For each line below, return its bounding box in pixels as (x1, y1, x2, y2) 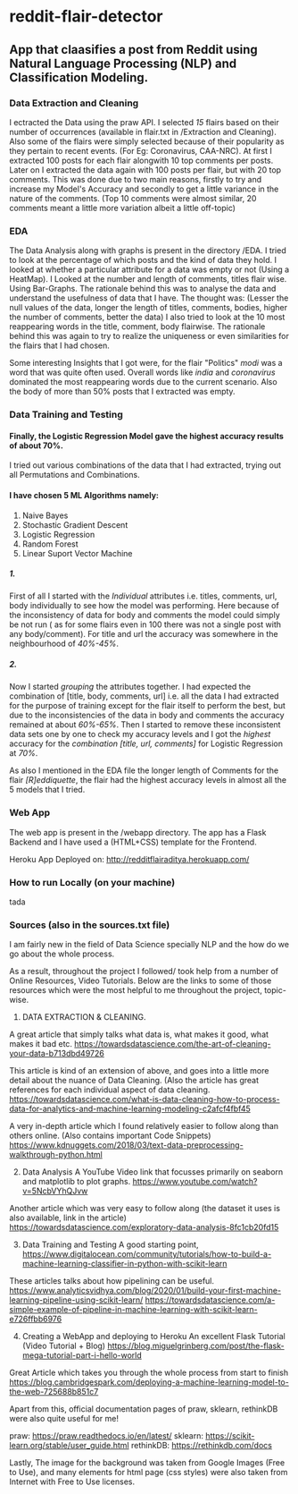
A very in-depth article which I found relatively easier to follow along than (9, 1121, 279, 1132)
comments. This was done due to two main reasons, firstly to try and (9, 174, 261, 184)
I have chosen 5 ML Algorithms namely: (9, 489, 159, 500)
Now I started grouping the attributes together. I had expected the (9, 682, 252, 692)
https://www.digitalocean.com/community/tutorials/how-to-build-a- (21, 1249, 272, 1260)
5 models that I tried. (9, 785, 86, 795)
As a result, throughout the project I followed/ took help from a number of (9, 966, 279, 977)
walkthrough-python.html (9, 1150, 103, 1160)
